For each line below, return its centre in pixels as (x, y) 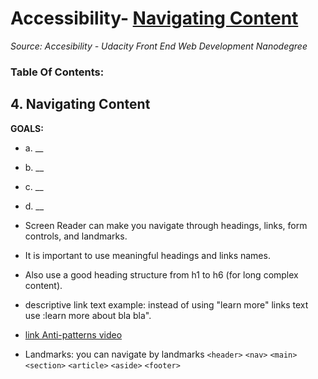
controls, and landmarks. (76, 236)
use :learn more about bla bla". (88, 315)
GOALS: (27, 128)
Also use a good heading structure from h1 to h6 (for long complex (161, 274)
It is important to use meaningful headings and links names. (147, 255)
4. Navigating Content (80, 104)
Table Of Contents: (57, 72)
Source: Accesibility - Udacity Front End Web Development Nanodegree (159, 46)
